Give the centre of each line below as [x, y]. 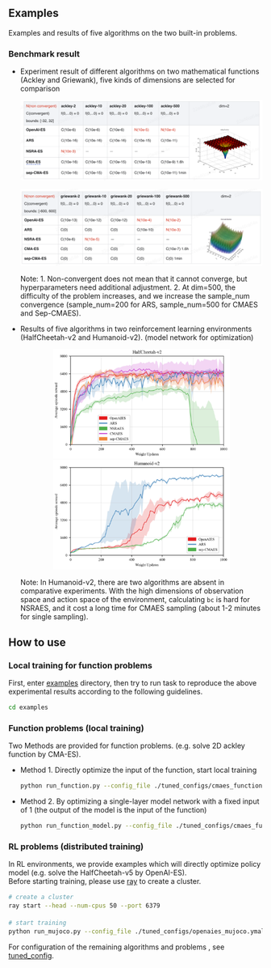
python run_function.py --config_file [85, 786]
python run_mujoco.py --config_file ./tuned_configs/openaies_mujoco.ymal [137, 931]
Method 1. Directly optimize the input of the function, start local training [138, 770]
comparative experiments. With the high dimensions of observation [132, 591]
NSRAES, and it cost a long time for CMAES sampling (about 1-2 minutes [140, 608]
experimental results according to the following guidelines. [106, 692]
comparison [40, 89]
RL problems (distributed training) [76, 847]
